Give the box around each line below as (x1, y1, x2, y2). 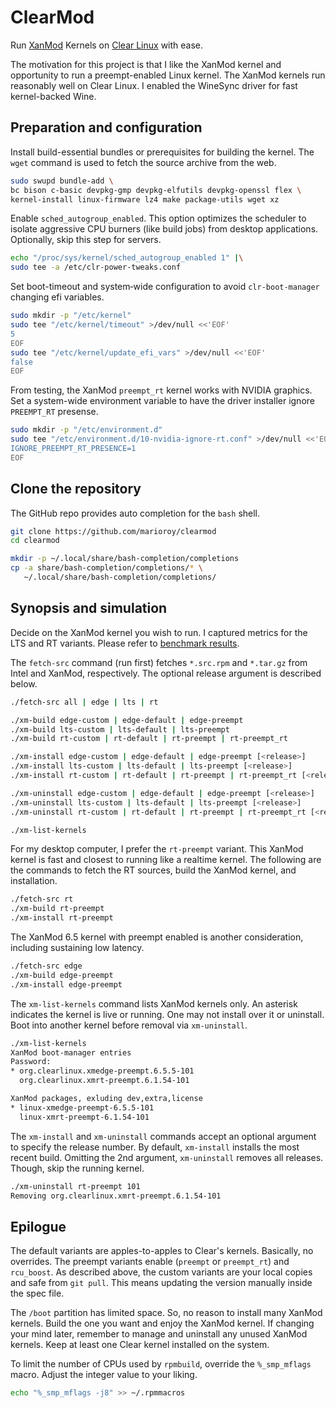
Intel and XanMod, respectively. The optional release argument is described (10, 667, 322, 679)
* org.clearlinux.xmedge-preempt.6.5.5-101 (10, 1066, 195, 1076)
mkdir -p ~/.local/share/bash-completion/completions (10, 554, 240, 564)
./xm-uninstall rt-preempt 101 (10, 1181, 141, 1191)
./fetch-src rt (10, 894, 74, 905)
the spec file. (10, 1287, 65, 1300)
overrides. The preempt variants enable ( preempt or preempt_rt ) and (10, 1256, 290, 1268)
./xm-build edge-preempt (10, 970, 114, 980)
